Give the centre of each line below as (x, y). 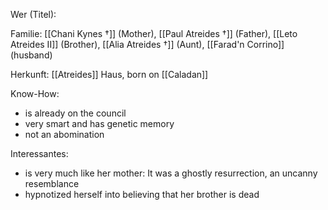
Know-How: (35, 93)
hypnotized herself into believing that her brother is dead (142, 194)
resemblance (52, 183)
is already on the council (75, 113)
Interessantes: (39, 153)
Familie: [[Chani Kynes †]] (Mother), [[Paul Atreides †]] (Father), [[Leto (154, 33)
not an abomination (64, 134)
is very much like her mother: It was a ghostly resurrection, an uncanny (171, 173)
